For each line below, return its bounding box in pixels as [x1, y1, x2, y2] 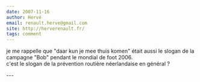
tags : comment [6, 31, 42, 37]
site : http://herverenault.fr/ [6, 25, 85, 32]
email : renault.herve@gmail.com [6, 20, 87, 26]
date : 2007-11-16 [6, 8, 50, 15]
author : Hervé [6, 14, 42, 20]
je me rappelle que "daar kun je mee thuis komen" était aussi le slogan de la [6, 47, 195, 54]
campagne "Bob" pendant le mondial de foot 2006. [6, 54, 133, 61]
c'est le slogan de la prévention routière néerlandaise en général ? [6, 60, 170, 68]
